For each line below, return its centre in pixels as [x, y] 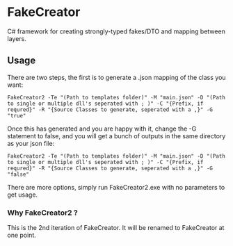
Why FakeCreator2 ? [42, 213]
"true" [17, 115]
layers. [17, 38]
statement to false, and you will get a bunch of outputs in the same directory [116, 136]
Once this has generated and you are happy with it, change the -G [102, 129]
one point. [22, 235]
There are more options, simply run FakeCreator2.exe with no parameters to [116, 187]
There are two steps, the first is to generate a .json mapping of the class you [116, 77]
